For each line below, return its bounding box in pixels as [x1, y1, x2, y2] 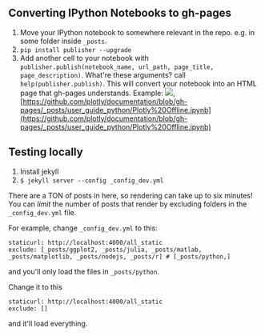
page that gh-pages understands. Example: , [19, 88, 176, 98]
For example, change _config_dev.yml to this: [8, 223, 158, 233]
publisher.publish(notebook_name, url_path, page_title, [19, 63, 215, 71]
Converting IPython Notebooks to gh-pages [8, 6, 232, 20]
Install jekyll [19, 166, 59, 176]
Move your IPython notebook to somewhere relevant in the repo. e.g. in [19, 27, 255, 37]
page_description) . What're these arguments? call [19, 70, 186, 79]
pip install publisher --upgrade [19, 46, 132, 54]
